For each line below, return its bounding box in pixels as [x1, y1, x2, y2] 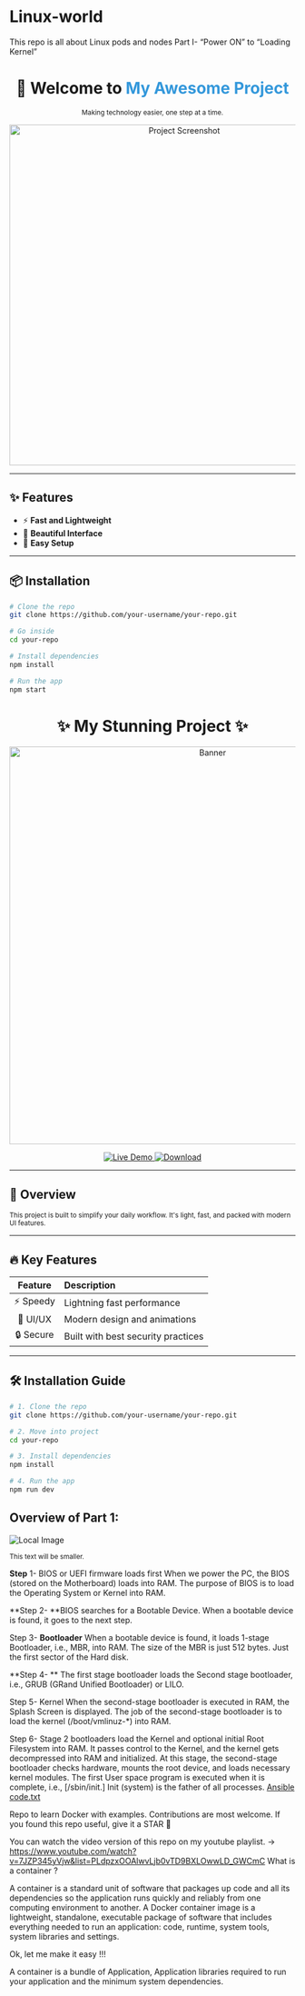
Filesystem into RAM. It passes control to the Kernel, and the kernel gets [9, 1742, 280, 1753]
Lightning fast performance [64, 1296, 181, 1309]
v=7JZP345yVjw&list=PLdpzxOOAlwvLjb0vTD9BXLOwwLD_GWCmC [9, 1855, 266, 1866]
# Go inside [9, 627, 54, 636]
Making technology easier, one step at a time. [81, 107, 224, 117]
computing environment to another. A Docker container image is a [9, 1901, 256, 1912]
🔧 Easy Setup [22, 537, 74, 548]
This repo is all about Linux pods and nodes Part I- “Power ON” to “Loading [9, 36, 290, 47]
